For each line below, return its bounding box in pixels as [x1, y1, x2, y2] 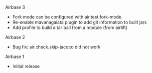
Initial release [12, 63, 40, 69]
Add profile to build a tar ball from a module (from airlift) [12, 24, 128, 30]
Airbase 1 [5, 53, 24, 59]
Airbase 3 [5, 4, 25, 10]
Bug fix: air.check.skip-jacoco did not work [12, 44, 101, 49]
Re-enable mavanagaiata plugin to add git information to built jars [12, 19, 147, 25]
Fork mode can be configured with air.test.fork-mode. [12, 14, 123, 19]
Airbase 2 [5, 34, 25, 40]
